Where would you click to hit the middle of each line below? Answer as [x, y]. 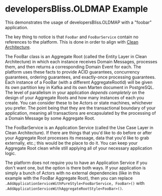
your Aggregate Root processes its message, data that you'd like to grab [77, 138]
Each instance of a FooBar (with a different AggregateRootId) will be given [79, 82]
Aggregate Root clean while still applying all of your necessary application [79, 148]
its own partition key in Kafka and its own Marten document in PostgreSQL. [80, 87]
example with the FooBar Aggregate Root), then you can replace [69, 178]
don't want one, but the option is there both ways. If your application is [75, 167]
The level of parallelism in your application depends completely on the [75, 92]
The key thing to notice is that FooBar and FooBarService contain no [72, 37]
